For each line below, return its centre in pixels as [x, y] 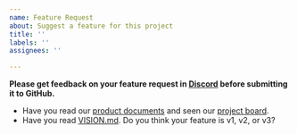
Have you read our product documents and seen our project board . [145, 111]
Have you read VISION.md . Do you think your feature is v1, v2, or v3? [148, 121]
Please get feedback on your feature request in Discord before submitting [148, 84]
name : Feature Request [51, 17]
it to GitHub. [32, 94]
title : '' [28, 34]
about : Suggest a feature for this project [91, 26]
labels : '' [29, 42]
